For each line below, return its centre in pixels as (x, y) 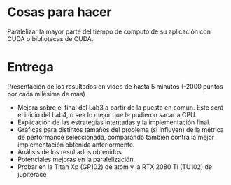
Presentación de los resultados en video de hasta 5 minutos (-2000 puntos (115, 86)
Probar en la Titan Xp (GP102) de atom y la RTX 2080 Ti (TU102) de (114, 166)
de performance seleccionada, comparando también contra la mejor (116, 137)
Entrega (31, 67)
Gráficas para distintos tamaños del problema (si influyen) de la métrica (120, 129)
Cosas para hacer (59, 12)
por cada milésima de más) (46, 94)
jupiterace (32, 174)
